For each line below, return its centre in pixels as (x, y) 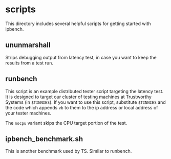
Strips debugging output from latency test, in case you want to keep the (81, 57)
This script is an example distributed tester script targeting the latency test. (84, 91)
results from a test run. (29, 63)
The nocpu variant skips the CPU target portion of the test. (66, 123)
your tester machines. (28, 113)
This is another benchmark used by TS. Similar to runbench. (69, 151)
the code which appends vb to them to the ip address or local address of (82, 107)
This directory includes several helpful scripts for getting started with (78, 24)
